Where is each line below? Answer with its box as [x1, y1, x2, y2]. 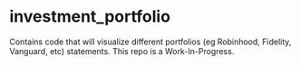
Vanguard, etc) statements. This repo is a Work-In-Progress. [9, 45, 235, 56]
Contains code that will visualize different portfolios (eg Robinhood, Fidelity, [9, 36, 292, 47]
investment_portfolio [9, 6, 170, 27]
